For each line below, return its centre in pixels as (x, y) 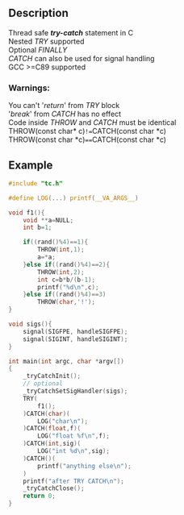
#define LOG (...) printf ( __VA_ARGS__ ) (73, 198)
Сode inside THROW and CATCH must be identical (92, 123)
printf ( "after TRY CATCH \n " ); (74, 481)
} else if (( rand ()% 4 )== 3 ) (65, 295)
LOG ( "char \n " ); (63, 421)
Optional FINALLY (38, 50)
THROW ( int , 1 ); (61, 250)
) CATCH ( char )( (46, 413)
